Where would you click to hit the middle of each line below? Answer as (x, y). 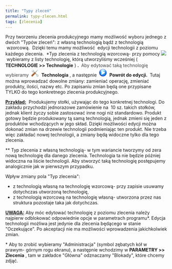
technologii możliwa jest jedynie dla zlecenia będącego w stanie (73, 224)
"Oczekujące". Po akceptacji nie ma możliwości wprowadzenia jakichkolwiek (86, 229)
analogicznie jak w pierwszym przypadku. (50, 166)
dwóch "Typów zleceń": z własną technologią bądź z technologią (74, 42)
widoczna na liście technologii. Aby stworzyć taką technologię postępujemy (85, 161)
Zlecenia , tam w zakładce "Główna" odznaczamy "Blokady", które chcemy (85, 255)
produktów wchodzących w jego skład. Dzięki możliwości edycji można (81, 124)
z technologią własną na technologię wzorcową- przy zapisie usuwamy (88, 186)
